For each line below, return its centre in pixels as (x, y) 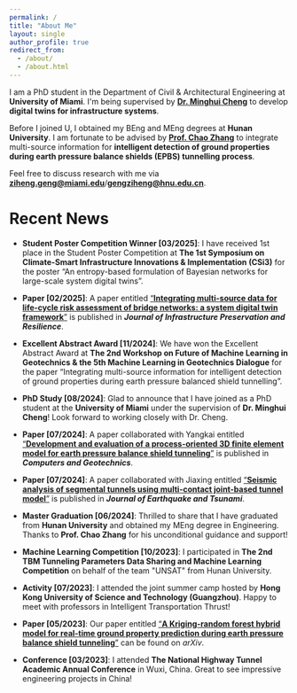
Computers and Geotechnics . (78, 463)
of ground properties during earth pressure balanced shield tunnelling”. (152, 381)
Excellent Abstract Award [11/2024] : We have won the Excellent (140, 343)
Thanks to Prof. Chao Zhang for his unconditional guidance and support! (155, 534)
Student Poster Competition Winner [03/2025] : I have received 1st (146, 243)
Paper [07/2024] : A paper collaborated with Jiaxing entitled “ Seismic (149, 479)
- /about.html (43, 67)
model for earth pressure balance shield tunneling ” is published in (145, 453)
